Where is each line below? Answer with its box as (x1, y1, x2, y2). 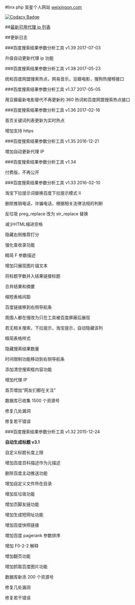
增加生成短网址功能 (5, 512, 44, 518)
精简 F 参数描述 (5, 252, 36, 258)
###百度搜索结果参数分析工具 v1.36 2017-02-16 (5, 107, 101, 113)
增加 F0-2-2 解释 (5, 543, 39, 548)
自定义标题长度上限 (5, 450, 44, 455)
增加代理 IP (5, 377, 28, 382)
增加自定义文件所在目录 (5, 480, 52, 486)
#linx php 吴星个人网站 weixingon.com (5, 4, 82, 10)
